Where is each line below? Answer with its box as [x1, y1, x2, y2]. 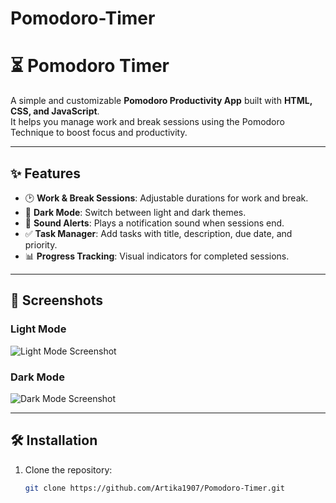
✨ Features [10, 165, 81, 182]
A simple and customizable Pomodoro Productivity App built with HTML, [10, 95, 313, 107]
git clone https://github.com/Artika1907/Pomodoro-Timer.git [24, 483, 286, 493]
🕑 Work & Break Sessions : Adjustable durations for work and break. [24, 192, 309, 204]
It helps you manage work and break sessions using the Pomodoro [10, 116, 285, 128]
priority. [24, 238, 58, 251]
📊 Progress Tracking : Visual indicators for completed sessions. [24, 250, 290, 262]
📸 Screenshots [10, 292, 104, 309]
